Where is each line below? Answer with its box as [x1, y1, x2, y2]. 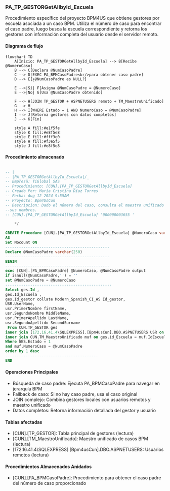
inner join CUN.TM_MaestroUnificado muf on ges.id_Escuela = [5, 334, 137, 340]
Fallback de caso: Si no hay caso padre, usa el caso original [12, 391, 138, 397]
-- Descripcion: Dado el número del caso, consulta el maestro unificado [5, 202, 164, 208]
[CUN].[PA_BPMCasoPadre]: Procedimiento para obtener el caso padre [12, 475, 161, 481]
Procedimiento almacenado [5, 154, 65, 160]
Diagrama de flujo [5, 43, 44, 49]
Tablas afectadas [5, 419, 42, 425]
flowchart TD [5, 54, 33, 59]
